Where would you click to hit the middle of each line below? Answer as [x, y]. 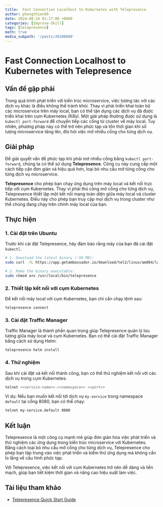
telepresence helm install [32, 350]
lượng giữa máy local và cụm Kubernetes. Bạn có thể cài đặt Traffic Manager [81, 336]
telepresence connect [27, 308]
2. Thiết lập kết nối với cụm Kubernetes [52, 288]
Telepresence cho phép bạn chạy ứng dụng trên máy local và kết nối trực [79, 183]
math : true [16, 32]
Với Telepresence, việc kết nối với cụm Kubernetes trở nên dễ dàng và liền [79, 468]
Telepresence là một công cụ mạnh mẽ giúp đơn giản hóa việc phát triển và [81, 437]
